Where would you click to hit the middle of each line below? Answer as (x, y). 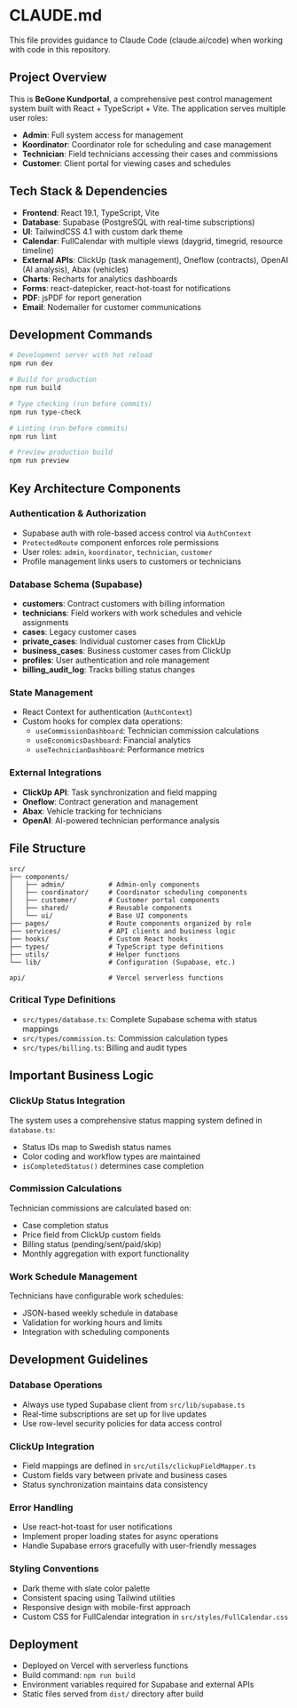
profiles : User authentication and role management (116, 660)
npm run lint (33, 436)
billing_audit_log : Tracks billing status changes (108, 670)
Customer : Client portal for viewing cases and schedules (126, 163)
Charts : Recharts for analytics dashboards (100, 278)
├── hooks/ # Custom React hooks (99, 939)
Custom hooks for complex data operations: (102, 721)
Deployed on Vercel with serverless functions (105, 1665)
